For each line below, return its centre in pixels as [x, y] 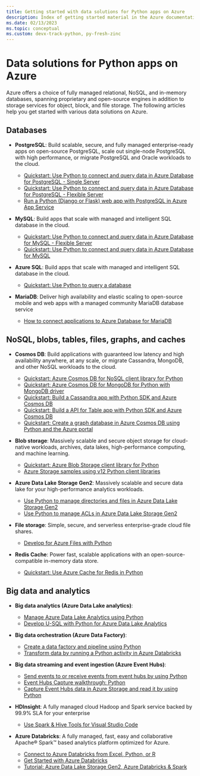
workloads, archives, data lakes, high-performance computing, [108, 447]
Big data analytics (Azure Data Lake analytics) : [74, 605]
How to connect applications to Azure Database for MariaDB [98, 321]
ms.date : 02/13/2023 [32, 23]
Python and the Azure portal [58, 429]
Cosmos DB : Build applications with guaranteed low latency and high [99, 354]
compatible [29, 561]
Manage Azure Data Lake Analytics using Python [84, 617]
